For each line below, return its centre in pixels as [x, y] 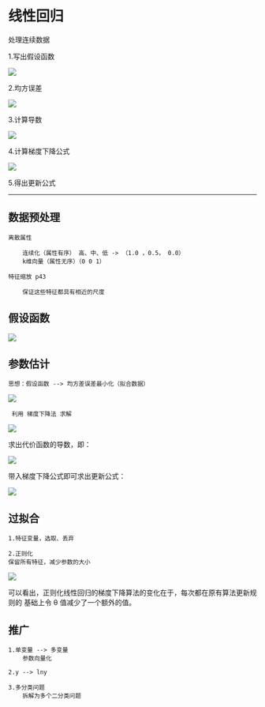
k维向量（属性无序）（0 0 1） [64, 261]
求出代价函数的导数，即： [50, 445]
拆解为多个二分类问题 [52, 696]
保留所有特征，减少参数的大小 [49, 562]
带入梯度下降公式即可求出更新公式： [67, 476]
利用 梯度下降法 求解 [42, 414]
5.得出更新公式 [32, 182]
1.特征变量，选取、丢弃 [41, 539]
